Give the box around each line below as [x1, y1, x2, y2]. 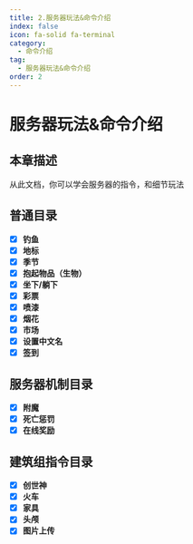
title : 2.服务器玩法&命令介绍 [9, 13, 111, 23]
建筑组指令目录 [9, 454, 93, 470]
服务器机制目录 [9, 376, 93, 392]
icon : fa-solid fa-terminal [9, 30, 116, 39]
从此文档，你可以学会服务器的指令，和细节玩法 [9, 179, 184, 189]
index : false [9, 22, 59, 31]
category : [9, 38, 47, 48]
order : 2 [9, 73, 43, 82]
